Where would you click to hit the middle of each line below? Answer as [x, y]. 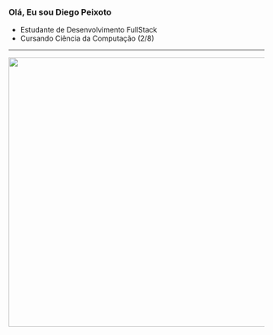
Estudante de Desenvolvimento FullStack [89, 30]
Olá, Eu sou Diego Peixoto [60, 12]
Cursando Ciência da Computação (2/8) [87, 38]
